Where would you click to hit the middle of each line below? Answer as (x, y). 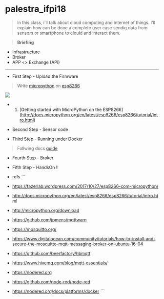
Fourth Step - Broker (33, 158)
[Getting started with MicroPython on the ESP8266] (71, 109)
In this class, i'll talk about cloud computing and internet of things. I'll (86, 22)
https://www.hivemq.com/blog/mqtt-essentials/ (60, 263)
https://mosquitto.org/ (34, 229)
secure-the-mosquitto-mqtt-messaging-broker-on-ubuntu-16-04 (78, 244)
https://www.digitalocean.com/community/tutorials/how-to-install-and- (84, 238)
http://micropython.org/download (46, 210)
